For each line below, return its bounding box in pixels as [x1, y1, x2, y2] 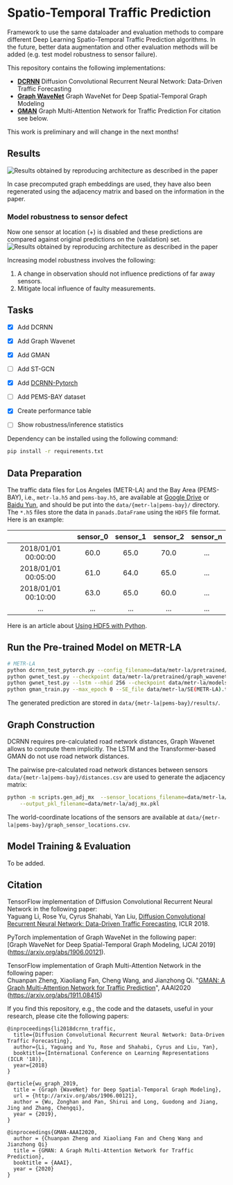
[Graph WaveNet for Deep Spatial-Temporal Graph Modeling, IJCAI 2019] [7, 941, 216, 949]
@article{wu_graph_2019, [7, 1081, 79, 1088]
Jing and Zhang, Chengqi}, [7, 1105, 85, 1112]
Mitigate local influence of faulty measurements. [17, 284, 156, 293]
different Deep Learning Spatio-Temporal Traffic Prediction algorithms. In [7, 35, 216, 43]
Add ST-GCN [17, 365, 55, 373]
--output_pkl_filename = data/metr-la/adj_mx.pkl [19, 800, 159, 807]
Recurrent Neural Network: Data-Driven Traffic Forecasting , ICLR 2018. [7, 920, 210, 928]
